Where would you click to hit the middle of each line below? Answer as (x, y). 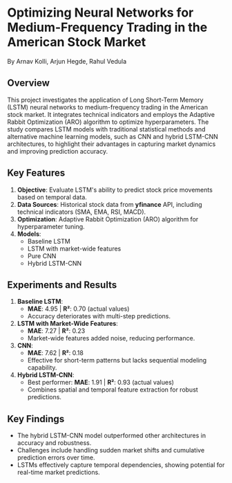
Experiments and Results (62, 285)
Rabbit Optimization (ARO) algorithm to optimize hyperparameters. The (108, 122)
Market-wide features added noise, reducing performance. (111, 338)
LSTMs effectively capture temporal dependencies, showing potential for (121, 465)
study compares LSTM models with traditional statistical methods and (106, 129)
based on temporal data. (52, 197)
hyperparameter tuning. (51, 226)
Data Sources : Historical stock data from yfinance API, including (109, 204)
